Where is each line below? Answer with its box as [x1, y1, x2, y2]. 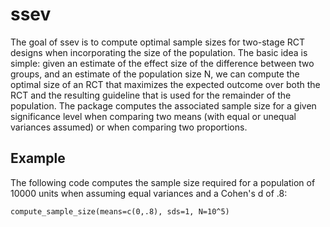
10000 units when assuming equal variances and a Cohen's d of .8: [10, 187, 288, 199]
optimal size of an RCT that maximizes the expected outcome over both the [10, 78, 321, 90]
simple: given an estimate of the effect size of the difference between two [10, 57, 315, 69]
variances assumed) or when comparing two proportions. [10, 121, 248, 133]
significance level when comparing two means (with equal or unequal [10, 110, 297, 122]
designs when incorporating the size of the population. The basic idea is [10, 46, 308, 58]
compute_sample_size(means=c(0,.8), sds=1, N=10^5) [10, 206, 230, 217]
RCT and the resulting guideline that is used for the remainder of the [10, 89, 292, 101]
